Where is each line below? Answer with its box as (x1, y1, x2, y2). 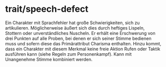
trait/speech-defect (5, 3, 89, 15)
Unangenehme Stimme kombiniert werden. (5, 56, 93, 62)
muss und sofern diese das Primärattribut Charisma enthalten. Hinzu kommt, (5, 40, 162, 46)
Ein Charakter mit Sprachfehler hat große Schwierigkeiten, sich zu (5, 20, 140, 26)
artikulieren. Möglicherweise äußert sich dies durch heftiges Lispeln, (5, 25, 145, 31)
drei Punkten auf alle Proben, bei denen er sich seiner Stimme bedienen (5, 35, 152, 41)
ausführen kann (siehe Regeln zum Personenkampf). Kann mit (5, 51, 132, 57)
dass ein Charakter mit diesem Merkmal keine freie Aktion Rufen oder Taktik (5, 46, 161, 52)
